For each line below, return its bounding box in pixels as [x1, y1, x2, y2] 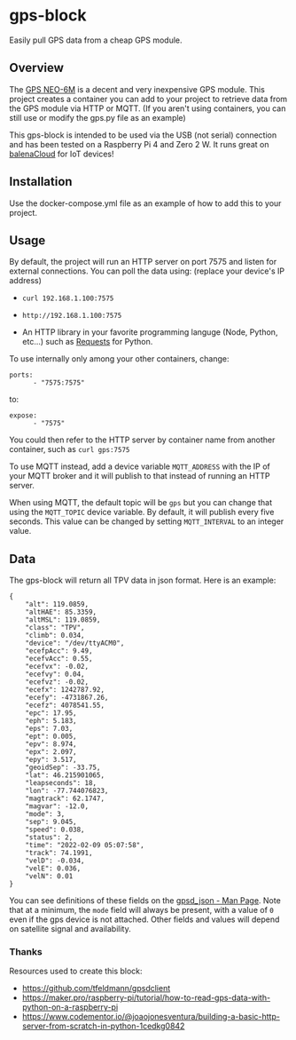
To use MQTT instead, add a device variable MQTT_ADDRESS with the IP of [9, 461, 270, 472]
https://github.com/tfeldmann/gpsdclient [21, 983, 171, 994]
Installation [9, 174, 73, 189]
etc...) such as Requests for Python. [21, 337, 153, 347]
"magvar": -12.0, [25, 802, 90, 811]
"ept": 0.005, [25, 732, 77, 742]
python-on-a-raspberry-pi [21, 1002, 119, 1012]
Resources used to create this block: [9, 965, 144, 977]
